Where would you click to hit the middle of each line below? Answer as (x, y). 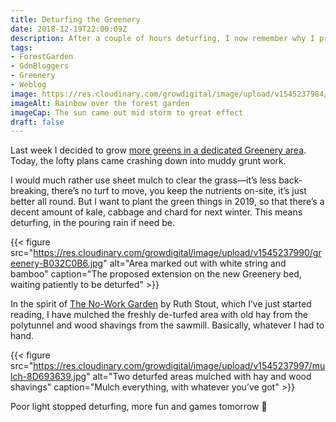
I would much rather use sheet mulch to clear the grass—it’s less (143, 180)
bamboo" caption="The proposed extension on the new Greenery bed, (156, 274)
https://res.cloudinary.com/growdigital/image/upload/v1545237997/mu (179, 366)
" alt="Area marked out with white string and (195, 263)
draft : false (37, 122)
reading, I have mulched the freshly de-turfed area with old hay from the (159, 315)
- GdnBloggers (40, 66)
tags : (21, 47)
